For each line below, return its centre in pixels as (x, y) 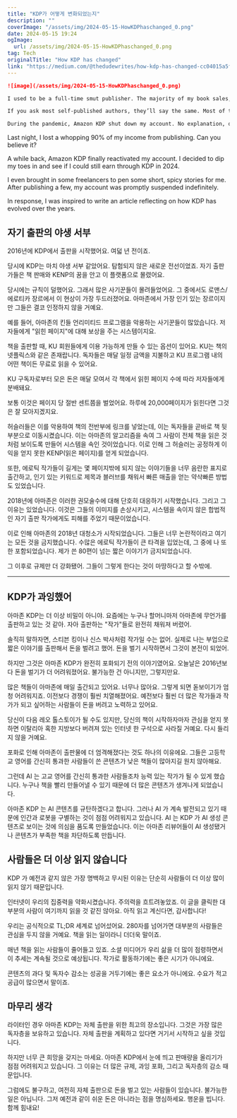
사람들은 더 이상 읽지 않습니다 (67, 860)
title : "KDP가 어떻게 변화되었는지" (54, 14)
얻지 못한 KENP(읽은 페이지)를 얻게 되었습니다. (84, 453)
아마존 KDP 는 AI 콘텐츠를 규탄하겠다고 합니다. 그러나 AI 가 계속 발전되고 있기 (114, 809)
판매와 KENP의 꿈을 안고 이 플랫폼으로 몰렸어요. (99, 274)
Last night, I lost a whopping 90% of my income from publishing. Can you (114, 138)
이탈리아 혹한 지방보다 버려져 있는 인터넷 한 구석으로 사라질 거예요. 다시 (118, 728)
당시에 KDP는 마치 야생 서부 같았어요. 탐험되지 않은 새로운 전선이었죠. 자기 (109, 266)
